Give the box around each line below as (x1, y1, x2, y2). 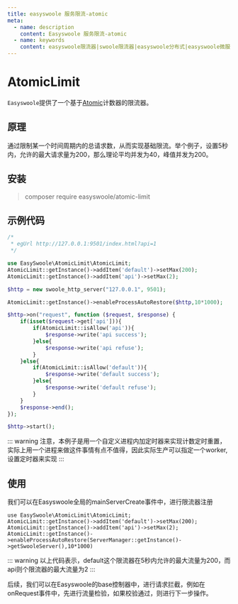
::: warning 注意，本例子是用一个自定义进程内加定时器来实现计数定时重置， (7, 437, 227, 446)
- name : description (13, 23, 74, 31)
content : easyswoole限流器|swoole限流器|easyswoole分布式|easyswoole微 (20, 43, 225, 50)
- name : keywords (13, 37, 65, 44)
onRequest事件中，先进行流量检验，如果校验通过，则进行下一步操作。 (7, 589, 212, 598)
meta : (7, 17, 23, 24)
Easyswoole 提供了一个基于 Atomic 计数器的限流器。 (7, 98, 153, 106)
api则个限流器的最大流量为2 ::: (7, 565, 96, 573)
